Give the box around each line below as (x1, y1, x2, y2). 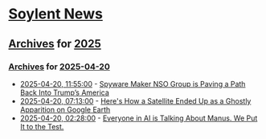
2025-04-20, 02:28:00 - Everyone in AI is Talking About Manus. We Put (19, 113, 258, 123)
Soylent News (8, 5, 103, 23)
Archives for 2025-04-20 (8, 61, 110, 72)
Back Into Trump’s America (19, 88, 110, 97)
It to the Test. (19, 121, 64, 131)
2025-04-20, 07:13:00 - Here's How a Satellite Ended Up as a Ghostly (19, 96, 252, 105)
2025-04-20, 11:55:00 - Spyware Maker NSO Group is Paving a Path (19, 79, 246, 88)
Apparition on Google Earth (19, 104, 111, 114)
